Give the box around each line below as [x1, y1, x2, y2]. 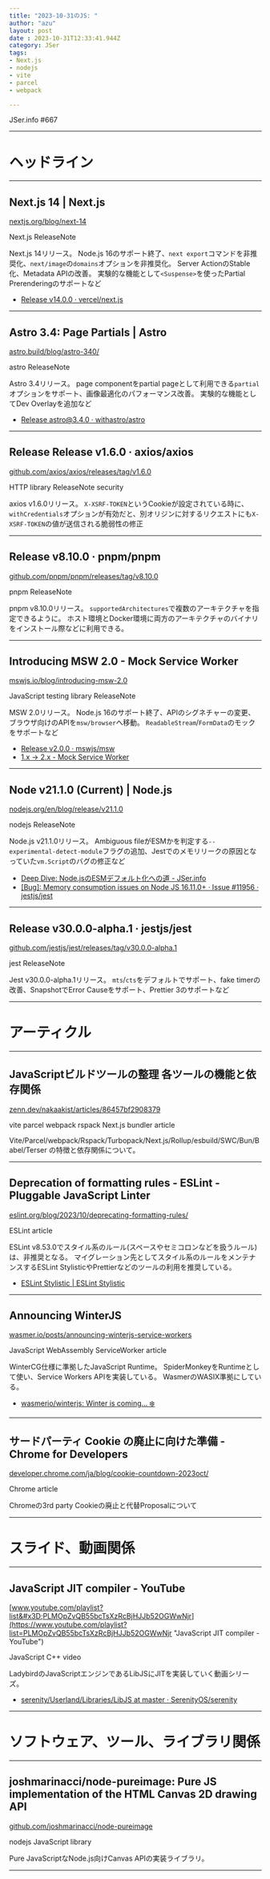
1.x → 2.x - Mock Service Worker [20, 752, 130, 762]
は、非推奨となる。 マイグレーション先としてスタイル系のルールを [9, 1252, 228, 1261]
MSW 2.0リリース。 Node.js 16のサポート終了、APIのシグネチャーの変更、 [9, 708, 256, 718]
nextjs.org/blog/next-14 [9, 217, 87, 227]
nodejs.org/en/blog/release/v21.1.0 [9, 804, 123, 814]
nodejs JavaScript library [9, 1837, 92, 1846]
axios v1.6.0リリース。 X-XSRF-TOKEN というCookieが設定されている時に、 [9, 498, 249, 509]
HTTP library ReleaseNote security [9, 482, 124, 492]
